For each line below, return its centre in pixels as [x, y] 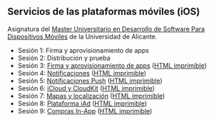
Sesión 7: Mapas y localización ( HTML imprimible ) [91, 96]
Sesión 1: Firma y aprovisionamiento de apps [83, 50]
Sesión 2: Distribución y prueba [64, 58]
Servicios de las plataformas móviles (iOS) [104, 12]
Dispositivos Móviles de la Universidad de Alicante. [82, 36]
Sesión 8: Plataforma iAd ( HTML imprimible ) [82, 103]
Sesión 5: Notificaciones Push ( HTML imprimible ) [90, 81]
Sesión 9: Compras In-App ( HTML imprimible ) [85, 111]
